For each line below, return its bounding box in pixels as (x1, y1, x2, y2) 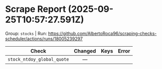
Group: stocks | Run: (5, 30, 47, 36)
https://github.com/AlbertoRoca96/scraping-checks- (48, 30, 157, 36)
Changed (74, 47, 96, 54)
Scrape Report (5, 3, 66, 15)
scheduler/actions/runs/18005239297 (5, 36, 83, 42)
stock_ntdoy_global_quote (7, 56, 69, 62)
